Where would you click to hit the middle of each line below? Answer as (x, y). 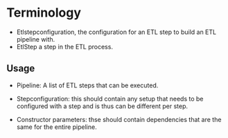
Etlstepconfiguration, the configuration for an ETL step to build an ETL (116, 32)
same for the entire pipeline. (57, 127)
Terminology (44, 13)
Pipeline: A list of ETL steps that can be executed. (87, 85)
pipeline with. (36, 39)
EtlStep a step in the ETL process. (65, 46)
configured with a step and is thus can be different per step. (102, 106)
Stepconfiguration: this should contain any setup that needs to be (110, 98)
